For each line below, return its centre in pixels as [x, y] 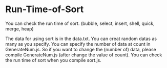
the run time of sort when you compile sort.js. [53, 60]
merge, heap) [20, 28]
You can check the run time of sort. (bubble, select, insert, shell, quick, [80, 23]
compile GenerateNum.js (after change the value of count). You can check [84, 55]
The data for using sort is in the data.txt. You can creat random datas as [81, 39]
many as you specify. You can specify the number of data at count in [78, 44]
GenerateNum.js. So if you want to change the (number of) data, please [81, 49]
